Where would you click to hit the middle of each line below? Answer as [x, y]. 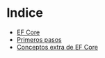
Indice [25, 13]
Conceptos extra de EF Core [57, 47]
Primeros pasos [39, 39]
